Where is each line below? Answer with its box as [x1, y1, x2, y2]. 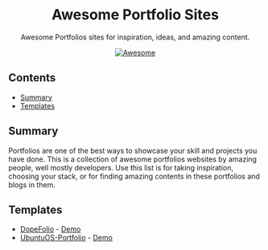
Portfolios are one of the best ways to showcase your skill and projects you [8, 145, 258, 155]
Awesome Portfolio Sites [51, 6, 220, 24]
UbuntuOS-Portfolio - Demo [19, 233, 113, 243]
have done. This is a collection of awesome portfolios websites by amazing [8, 154, 258, 164]
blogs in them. [8, 179, 56, 190]
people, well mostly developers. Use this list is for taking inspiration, [8, 162, 234, 172]
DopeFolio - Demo [19, 224, 81, 234]
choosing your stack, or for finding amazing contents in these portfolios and [8, 171, 260, 181]
